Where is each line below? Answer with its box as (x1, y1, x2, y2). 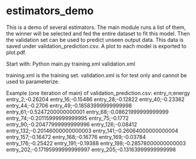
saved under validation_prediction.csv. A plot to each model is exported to (6, 43, 187, 50)
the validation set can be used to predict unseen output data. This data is (6, 36, 184, 43)
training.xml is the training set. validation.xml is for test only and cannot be (6, 72, 187, 79)
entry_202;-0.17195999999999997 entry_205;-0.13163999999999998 (6, 146, 176, 153)
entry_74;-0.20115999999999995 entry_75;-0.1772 (6, 114, 129, 122)
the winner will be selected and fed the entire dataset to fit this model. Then (6, 30, 190, 37)
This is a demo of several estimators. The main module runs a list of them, (6, 24, 186, 31)
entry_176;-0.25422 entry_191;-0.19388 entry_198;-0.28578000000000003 (6, 139, 186, 147)
